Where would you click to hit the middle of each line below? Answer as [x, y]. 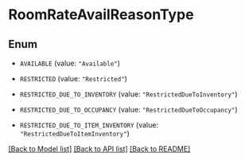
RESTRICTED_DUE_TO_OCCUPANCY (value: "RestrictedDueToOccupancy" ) [128, 110]
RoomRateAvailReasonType [101, 15]
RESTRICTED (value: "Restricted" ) [73, 79]
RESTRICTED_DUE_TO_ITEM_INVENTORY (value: [89, 125]
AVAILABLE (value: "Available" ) [70, 63]
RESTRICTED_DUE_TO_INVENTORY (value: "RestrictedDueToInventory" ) [128, 94]
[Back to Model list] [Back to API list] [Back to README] [99, 149]
